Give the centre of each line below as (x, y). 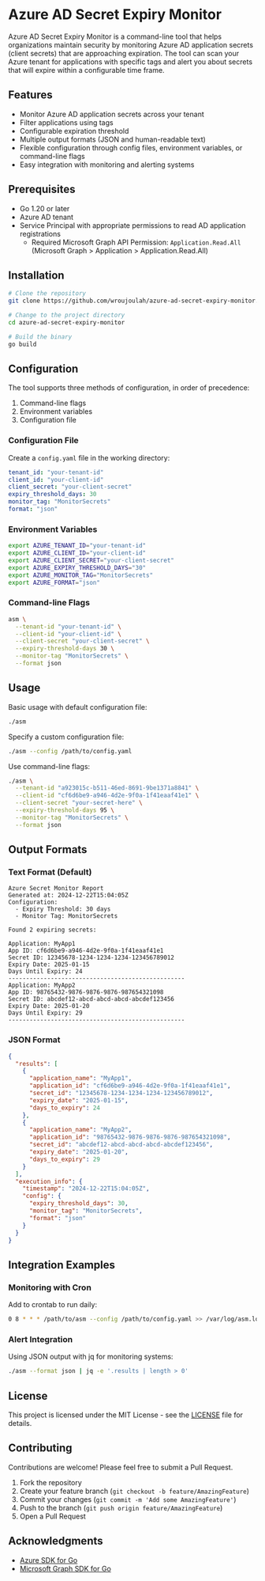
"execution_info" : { (49, 1181)
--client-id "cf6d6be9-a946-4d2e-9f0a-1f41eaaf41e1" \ (107, 796)
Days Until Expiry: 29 (45, 1013)
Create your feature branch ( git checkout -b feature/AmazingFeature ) (134, 1491)
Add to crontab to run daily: (52, 1305)
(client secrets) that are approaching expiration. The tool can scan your (123, 53)
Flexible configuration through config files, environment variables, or (131, 147)
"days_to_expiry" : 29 (65, 1159)
